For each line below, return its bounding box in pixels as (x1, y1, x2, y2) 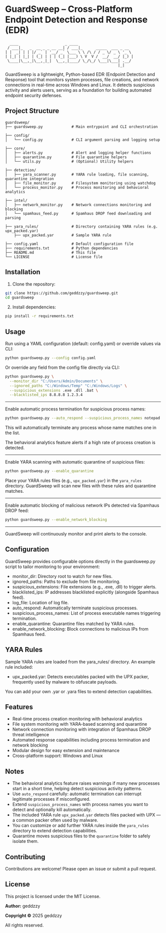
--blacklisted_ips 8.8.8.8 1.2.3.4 (9, 393, 83, 398)
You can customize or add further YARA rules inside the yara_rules (12, 822, 149, 828)
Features (5, 702, 33, 711)
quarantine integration (5, 176, 54, 181)
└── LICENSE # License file (5, 254, 103, 259)
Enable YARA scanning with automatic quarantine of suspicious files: (5, 459, 145, 465)
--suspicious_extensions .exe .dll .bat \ (9, 388, 98, 393)
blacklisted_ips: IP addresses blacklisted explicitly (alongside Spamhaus (12, 589, 159, 595)
